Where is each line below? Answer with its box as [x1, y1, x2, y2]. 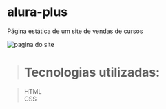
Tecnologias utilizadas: [23, 65, 160, 80]
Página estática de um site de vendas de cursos [7, 27, 143, 35]
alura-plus [7, 4, 68, 20]
